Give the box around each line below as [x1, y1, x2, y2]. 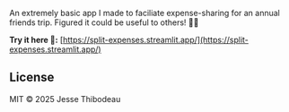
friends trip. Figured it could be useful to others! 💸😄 [9, 17, 199, 28]
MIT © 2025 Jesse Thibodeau [9, 93, 121, 104]
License [9, 70, 55, 85]
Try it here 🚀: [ [9, 35, 64, 45]
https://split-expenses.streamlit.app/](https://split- [62, 35, 250, 45]
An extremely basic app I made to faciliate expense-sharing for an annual [9, 8, 280, 18]
